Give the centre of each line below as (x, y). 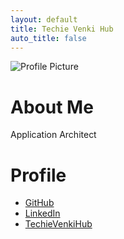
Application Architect (53, 135)
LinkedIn (42, 213)
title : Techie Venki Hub (62, 29)
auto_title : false (48, 38)
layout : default (44, 19)
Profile (38, 175)
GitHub (39, 203)
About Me (52, 107)
